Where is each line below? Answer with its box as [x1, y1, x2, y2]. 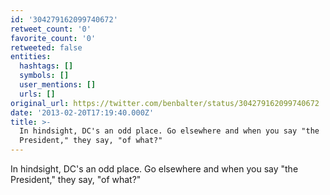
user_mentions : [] [19, 80, 97, 90]
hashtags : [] [19, 61, 74, 71]
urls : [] [19, 89, 56, 99]
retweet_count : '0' [10, 24, 92, 34]
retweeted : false [10, 42, 83, 53]
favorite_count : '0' [10, 33, 97, 43]
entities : [10, 52, 52, 62]
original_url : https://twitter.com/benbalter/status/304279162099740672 [10, 98, 320, 108]
